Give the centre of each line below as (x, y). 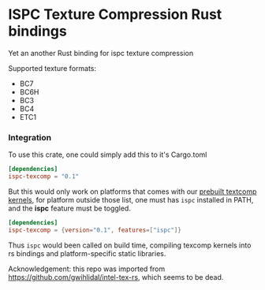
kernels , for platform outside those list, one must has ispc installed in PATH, (131, 199)
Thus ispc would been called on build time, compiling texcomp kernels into (130, 245)
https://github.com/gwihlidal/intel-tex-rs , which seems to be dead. (116, 277)
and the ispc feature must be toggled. (70, 208)
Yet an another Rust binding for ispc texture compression (101, 53)
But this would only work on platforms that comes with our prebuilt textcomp (132, 191)
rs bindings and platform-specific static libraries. (87, 253)
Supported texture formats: (52, 68)
